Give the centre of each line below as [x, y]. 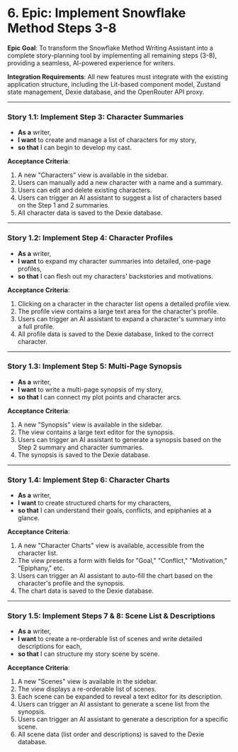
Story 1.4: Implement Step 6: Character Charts [89, 480]
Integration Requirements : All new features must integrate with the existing [118, 77]
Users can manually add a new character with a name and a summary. [120, 183]
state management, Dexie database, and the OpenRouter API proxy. [106, 92]
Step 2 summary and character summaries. [80, 447]
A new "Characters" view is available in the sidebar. [93, 175]
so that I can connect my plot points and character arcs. [100, 397]
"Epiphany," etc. [41, 568]
